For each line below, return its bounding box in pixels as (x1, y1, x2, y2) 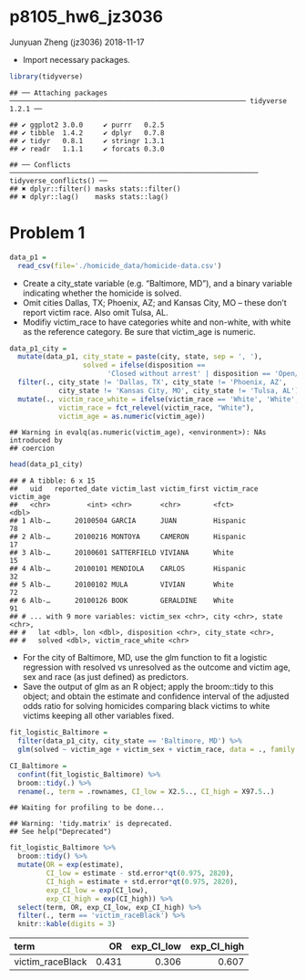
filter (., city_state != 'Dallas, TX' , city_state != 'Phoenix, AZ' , (17, 378, 287, 387)
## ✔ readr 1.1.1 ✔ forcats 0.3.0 (9, 144, 166, 153)
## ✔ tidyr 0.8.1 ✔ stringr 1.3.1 (9, 136, 166, 145)
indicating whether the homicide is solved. (22, 287, 182, 298)
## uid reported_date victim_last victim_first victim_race (9, 485, 259, 494)
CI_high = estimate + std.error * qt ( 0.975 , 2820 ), (46, 877, 239, 886)
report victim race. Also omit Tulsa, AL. (22, 307, 168, 318)
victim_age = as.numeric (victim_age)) (57, 412, 206, 421)
